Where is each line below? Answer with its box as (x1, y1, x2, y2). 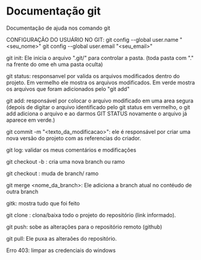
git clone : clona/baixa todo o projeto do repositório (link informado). (6, 211, 176, 219)
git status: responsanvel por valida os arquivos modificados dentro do (6, 72, 180, 79)
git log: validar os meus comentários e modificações (6, 146, 137, 153)
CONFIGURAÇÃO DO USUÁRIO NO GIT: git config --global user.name (6, 36, 179, 43)
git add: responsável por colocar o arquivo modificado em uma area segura (6, 97, 194, 104)
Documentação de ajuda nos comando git (6, 24, 110, 32)
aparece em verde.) (6, 116, 56, 124)
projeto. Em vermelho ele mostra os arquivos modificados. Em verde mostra (6, 79, 195, 86)
